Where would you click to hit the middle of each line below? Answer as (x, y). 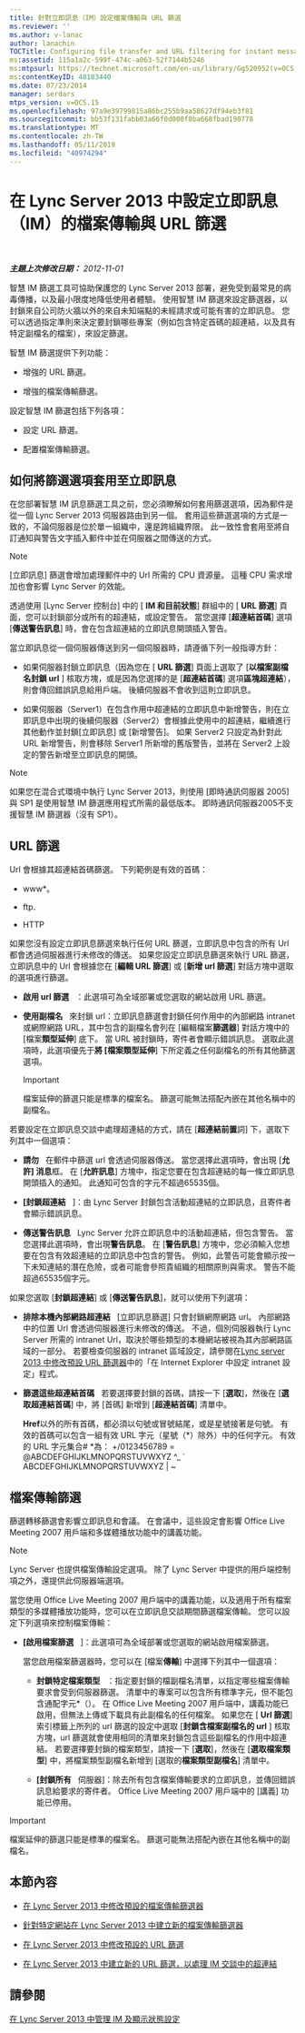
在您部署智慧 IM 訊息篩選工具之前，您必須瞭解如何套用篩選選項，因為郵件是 (152, 504)
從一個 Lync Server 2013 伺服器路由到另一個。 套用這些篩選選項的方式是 (145, 516)
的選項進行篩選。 (41, 978)
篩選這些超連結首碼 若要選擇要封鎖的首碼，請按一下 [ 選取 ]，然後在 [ (152, 1394)
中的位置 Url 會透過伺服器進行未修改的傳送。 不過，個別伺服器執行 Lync (157, 1328)
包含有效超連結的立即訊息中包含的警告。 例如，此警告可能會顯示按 (163, 1255)
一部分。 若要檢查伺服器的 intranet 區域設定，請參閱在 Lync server (162, 1351)
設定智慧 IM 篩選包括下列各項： (68, 410)
